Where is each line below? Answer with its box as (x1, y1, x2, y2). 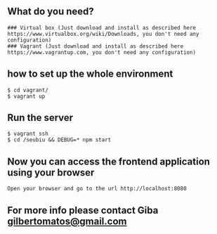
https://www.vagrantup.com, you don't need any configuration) (7, 48, 197, 56)
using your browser (7, 167, 95, 178)
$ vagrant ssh (7, 130, 49, 138)
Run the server (7, 112, 74, 124)
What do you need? (7, 6, 95, 18)
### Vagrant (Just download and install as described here (7, 42, 184, 50)
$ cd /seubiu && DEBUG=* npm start (7, 136, 112, 143)
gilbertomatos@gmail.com (7, 215, 127, 227)
